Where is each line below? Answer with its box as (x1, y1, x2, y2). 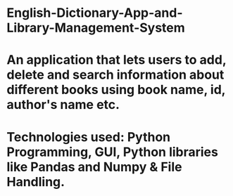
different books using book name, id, (6, 82, 226, 98)
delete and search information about (6, 67, 225, 83)
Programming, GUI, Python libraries (6, 144, 219, 159)
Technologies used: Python (6, 129, 170, 145)
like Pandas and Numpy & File (6, 159, 182, 175)
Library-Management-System (6, 20, 186, 36)
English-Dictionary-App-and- (6, 5, 183, 21)
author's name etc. (6, 97, 120, 113)
